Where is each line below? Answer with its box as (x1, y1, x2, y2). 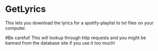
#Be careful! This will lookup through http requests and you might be (5, 35, 146, 41)
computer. (5, 25, 26, 31)
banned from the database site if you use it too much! (5, 40, 116, 46)
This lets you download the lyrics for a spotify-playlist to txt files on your (5, 20, 154, 26)
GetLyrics (5, 3, 46, 15)
